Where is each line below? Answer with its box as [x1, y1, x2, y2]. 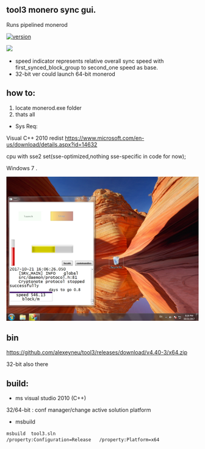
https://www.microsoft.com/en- [65, 134, 145, 142]
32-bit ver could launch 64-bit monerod [15, 70, 116, 77]
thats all [15, 110, 35, 118]
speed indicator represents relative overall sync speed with [15, 57, 164, 65]
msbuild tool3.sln [6, 431, 56, 437]
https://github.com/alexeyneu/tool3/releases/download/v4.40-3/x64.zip [6, 349, 188, 356]
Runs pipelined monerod [6, 21, 68, 28]
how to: [6, 88, 35, 98]
